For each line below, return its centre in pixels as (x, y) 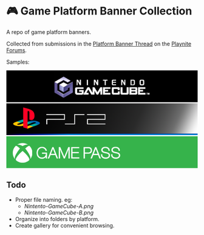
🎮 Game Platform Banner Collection (99, 11)
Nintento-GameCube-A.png (59, 206)
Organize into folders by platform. (57, 219)
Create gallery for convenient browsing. (65, 225)
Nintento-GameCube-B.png (59, 213)
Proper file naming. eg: (44, 199)
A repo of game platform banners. (49, 32)
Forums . (17, 50)
